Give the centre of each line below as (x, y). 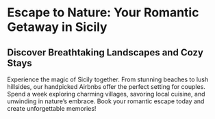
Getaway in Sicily (57, 27)
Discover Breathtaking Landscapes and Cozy (105, 52)
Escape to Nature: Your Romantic (103, 13)
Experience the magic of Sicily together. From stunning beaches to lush (108, 79)
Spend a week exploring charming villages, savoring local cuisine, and (106, 94)
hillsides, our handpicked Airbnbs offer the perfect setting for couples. (106, 87)
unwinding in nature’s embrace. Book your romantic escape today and (106, 101)
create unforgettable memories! (52, 108)
